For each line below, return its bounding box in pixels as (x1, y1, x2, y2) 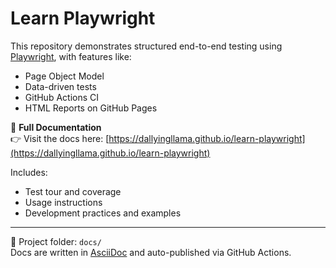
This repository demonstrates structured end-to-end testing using (10, 40, 283, 52)
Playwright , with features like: (10, 50, 132, 62)
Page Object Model (24, 70, 105, 82)
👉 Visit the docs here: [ (10, 132, 110, 144)
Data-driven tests (24, 80, 97, 92)
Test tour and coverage (24, 185, 122, 197)
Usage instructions (24, 196, 103, 208)
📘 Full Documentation (10, 121, 102, 133)
